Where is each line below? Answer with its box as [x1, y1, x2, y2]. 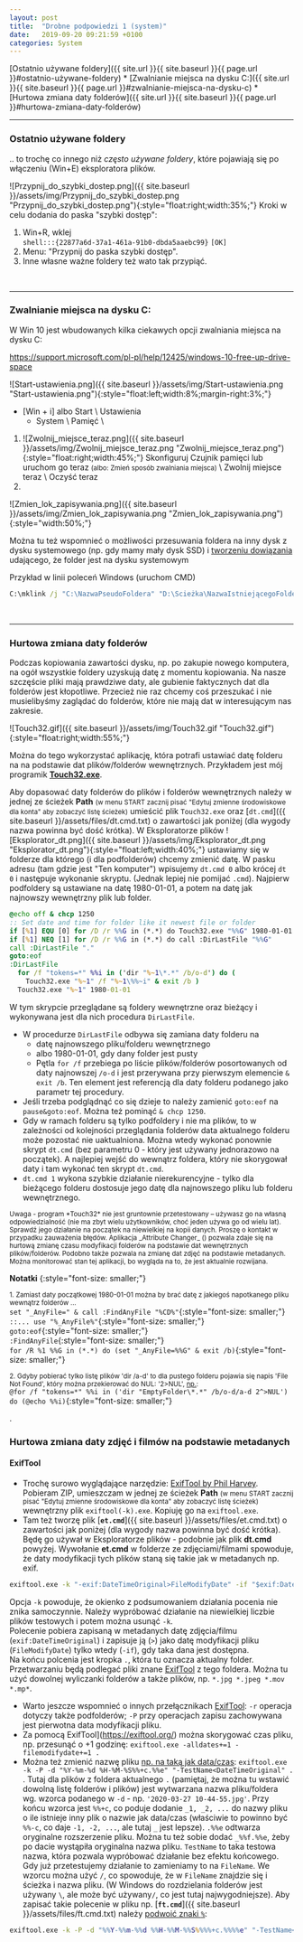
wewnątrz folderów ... [9, 1298, 77, 1307]
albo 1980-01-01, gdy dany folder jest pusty [35, 1047, 198, 1058]
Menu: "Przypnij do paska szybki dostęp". [22, 246, 179, 257]
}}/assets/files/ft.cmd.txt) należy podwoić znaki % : [22, 1908, 207, 1919]
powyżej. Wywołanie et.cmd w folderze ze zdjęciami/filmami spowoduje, [22, 1543, 294, 1554]
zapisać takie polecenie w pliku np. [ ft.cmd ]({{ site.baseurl [22, 1899, 241, 1909]
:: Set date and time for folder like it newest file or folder [9, 918, 256, 927]
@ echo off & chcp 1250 [9, 910, 95, 919]
